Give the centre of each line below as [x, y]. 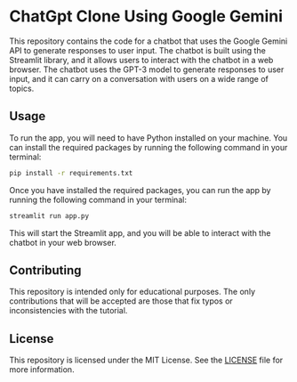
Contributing [45, 270]
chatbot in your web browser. [63, 242]
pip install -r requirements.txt [71, 173]
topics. [22, 88]
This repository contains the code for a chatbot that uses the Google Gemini [148, 41]
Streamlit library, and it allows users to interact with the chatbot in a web [141, 60]
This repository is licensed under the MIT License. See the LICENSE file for [146, 360]
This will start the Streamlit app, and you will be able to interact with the [140, 232]
